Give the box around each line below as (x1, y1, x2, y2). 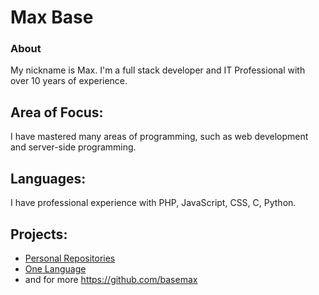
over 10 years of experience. (10, 75, 128, 87)
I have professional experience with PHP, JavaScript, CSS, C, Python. (10, 197, 297, 209)
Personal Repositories (24, 252, 116, 264)
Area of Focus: (10, 104, 104, 121)
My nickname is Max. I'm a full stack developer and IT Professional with (10, 64, 306, 76)
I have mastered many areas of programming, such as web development (10, 131, 309, 143)
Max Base (10, 6, 94, 29)
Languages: (10, 170, 87, 187)
